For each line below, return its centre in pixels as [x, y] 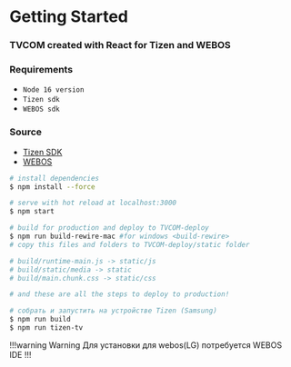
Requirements [41, 70]
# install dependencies [55, 178]
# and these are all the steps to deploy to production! [120, 294]
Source [26, 132]
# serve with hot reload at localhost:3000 [93, 203]
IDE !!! [20, 354]
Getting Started [69, 17]
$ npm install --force [52, 187]
